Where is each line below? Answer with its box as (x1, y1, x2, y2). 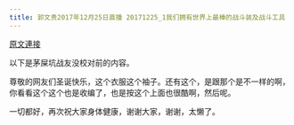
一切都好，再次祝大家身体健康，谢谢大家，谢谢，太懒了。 (9, 105, 220, 116)
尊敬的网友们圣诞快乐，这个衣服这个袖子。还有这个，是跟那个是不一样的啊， (9, 76, 290, 87)
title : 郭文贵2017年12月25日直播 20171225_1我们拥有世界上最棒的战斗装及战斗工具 (9, 12, 286, 22)
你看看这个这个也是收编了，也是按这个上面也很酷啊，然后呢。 (9, 87, 236, 98)
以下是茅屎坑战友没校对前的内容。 (9, 57, 135, 67)
